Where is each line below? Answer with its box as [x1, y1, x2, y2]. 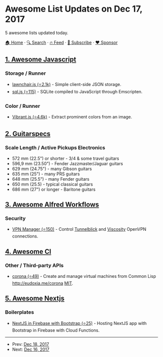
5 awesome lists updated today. [5, 30, 69, 35]
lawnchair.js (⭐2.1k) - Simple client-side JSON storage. [12, 81, 121, 87]
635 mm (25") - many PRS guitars [12, 171, 80, 177]
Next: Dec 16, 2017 [12, 346, 49, 352]
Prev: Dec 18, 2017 [12, 341, 49, 347]
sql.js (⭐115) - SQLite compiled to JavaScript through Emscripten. [12, 88, 143, 94]
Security [5, 215, 26, 221]
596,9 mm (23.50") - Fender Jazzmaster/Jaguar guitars [12, 160, 123, 166]
